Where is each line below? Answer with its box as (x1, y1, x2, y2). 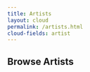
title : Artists (7, 10, 52, 17)
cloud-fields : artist (7, 29, 71, 37)
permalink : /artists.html (7, 23, 83, 30)
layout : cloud (7, 17, 49, 24)
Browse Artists (7, 55, 74, 67)
